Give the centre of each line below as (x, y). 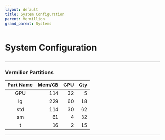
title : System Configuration (35, 14)
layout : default (22, 10)
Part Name (20, 85)
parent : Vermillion (25, 19)
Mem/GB (48, 85)
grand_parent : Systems (28, 23)
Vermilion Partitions (29, 72)
